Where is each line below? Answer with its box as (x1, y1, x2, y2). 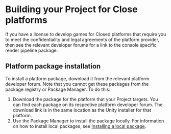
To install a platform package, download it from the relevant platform (5, 75, 150, 82)
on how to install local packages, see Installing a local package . (12, 123, 146, 129)
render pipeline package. (5, 47, 58, 53)
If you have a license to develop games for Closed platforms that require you (5, 31, 166, 37)
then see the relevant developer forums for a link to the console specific (5, 42, 157, 48)
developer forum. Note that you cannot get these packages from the (5, 81, 149, 87)
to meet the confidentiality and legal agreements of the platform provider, (5, 37, 160, 43)
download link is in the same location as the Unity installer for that (12, 107, 152, 113)
